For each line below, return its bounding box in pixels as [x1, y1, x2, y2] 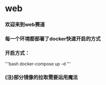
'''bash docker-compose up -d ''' [5, 61, 71, 67]
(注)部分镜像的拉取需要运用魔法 [5, 74, 78, 81]
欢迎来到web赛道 [5, 21, 45, 28]
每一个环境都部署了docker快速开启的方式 [5, 35, 101, 42]
